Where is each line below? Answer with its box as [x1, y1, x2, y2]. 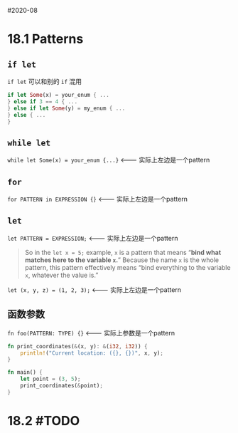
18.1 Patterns [7, 31, 84, 47]
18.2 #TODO [7, 412, 80, 429]
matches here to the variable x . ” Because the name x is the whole [24, 256, 219, 264]
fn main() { [7, 369, 43, 376]
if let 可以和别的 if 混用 [7, 78, 82, 85]
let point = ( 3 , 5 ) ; [20, 375, 81, 383]
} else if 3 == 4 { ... [7, 98, 78, 105]
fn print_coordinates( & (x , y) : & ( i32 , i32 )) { [7, 343, 148, 350]
